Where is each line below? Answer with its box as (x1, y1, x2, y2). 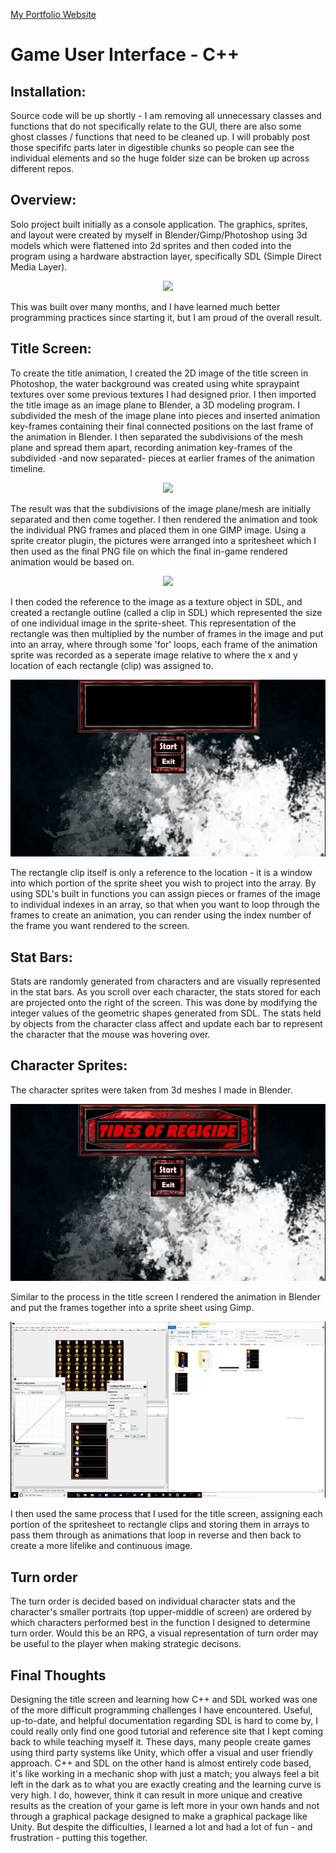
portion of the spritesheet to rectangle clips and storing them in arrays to (10, 1519, 310, 1531)
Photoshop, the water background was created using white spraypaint (10, 377, 300, 389)
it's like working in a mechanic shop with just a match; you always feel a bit (10, 1768, 320, 1780)
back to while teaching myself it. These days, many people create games (10, 1736, 312, 1748)
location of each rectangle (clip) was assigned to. (10, 659, 214, 671)
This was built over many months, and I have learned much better (10, 300, 281, 313)
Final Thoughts (10, 1667, 107, 1684)
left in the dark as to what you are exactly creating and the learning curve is (10, 1779, 322, 1791)
